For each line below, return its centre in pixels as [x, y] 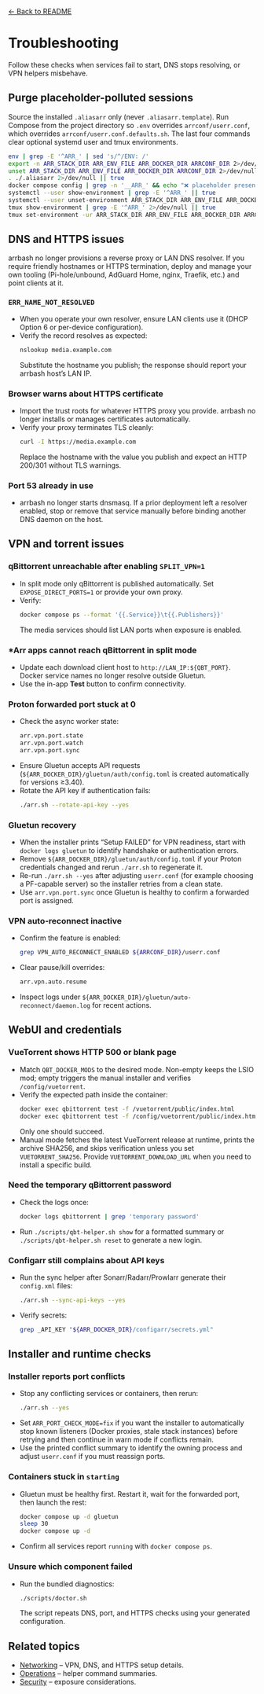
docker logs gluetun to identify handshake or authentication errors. [129, 851]
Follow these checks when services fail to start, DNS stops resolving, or [125, 64]
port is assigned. [47, 901]
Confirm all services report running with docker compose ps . [115, 1546]
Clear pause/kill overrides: [62, 968]
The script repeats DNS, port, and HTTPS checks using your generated [135, 1613]
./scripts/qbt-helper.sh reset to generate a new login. [111, 1240]
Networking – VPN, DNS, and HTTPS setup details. [102, 1665]
